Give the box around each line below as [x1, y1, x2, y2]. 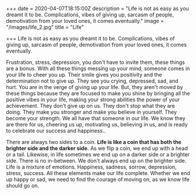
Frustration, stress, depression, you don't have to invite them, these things [6, 59, 185, 66]
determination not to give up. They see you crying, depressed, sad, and [6, 77, 178, 84]
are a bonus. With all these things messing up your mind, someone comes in [6, 65, 190, 72]
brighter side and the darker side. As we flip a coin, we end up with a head [6, 145, 188, 152]
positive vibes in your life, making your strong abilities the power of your [6, 96, 180, 103]
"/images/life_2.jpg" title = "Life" [6, 23, 84, 30]
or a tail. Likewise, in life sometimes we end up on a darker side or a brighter [6, 151, 190, 158]
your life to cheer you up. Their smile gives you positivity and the [6, 71, 162, 78]
